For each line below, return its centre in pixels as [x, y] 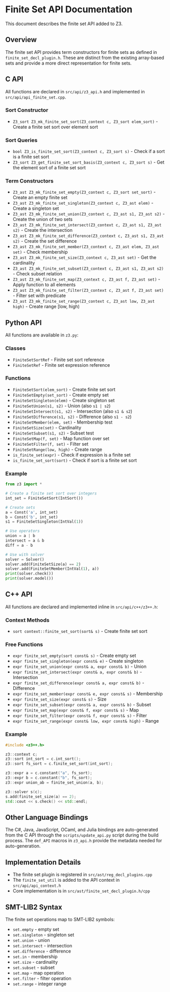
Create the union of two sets [43, 220]
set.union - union [31, 940]
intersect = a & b [25, 541]
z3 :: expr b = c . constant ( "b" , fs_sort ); [49, 778]
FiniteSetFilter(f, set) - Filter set [50, 444]
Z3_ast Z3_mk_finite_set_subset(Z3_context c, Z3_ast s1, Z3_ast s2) [88, 269]
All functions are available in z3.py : [42, 335]
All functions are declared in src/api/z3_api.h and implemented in [75, 91]
